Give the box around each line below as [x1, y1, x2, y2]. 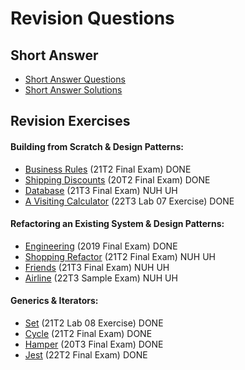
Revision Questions [10, 7, 175, 30]
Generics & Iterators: [10, 295, 99, 307]
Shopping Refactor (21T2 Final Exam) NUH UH [24, 250, 216, 262]
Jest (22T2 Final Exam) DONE [24, 349, 148, 361]
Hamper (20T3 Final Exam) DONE [24, 338, 164, 350]
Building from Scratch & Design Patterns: [10, 140, 185, 152]
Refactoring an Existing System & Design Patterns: [10, 218, 225, 230]
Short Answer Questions [24, 73, 126, 85]
